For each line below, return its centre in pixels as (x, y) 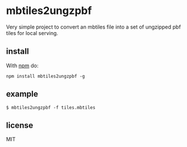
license (20, 125)
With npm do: (23, 65)
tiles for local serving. (32, 33)
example (22, 94)
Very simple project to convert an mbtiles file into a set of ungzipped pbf (93, 27)
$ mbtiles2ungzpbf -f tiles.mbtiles (51, 107)
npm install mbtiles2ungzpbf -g (45, 76)
